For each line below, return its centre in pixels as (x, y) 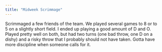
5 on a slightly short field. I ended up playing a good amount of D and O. (78, 29)
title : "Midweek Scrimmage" (34, 10)
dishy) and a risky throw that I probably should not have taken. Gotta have (80, 39)
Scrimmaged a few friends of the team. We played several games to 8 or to (81, 24)
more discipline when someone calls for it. (48, 44)
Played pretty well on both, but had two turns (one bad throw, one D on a (79, 34)
